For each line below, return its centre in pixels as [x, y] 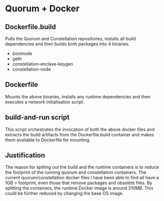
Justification [25, 155]
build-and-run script [38, 117]
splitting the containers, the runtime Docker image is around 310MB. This [79, 188]
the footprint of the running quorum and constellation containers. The [76, 172]
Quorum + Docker [42, 9]
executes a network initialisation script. [45, 102]
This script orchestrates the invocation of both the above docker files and [80, 129]
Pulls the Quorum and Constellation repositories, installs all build [70, 39]
